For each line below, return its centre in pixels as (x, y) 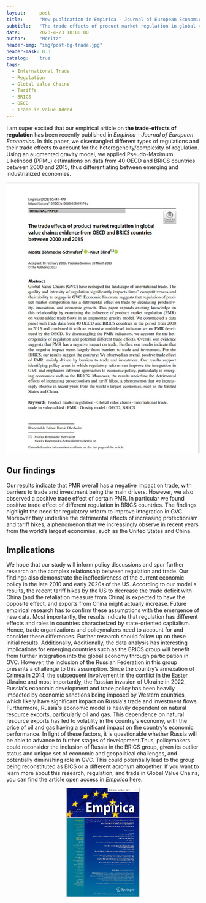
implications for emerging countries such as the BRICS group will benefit (98, 649)
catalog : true (29, 58)
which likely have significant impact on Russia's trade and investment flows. (102, 701)
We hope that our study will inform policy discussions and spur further (95, 565)
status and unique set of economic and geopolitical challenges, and (92, 754)
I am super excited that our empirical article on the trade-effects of (91, 128)
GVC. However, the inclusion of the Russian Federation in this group (92, 662)
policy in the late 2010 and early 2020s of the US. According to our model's (101, 584)
